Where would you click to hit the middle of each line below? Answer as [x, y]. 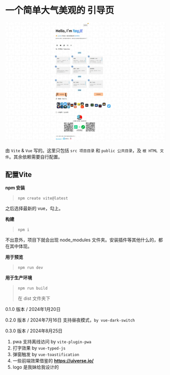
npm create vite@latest [43, 198]
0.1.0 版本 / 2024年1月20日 [33, 309]
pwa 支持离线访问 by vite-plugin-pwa [52, 342]
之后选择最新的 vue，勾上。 [34, 209]
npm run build [32, 289]
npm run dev [30, 268]
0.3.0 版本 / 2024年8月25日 [34, 331]
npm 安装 [15, 188]
